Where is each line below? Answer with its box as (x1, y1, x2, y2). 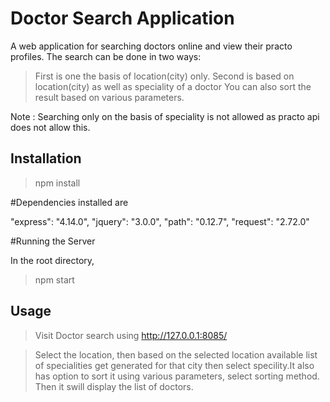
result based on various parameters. (34, 91, 185, 103)
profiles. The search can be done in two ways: (10, 50, 202, 62)
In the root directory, (10, 254, 95, 266)
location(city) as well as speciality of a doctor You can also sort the (34, 80, 312, 92)
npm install (34, 177, 81, 189)
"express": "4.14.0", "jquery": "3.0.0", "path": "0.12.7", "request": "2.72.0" (10, 215, 310, 227)
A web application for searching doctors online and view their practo (10, 40, 293, 52)
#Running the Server (10, 235, 96, 247)
